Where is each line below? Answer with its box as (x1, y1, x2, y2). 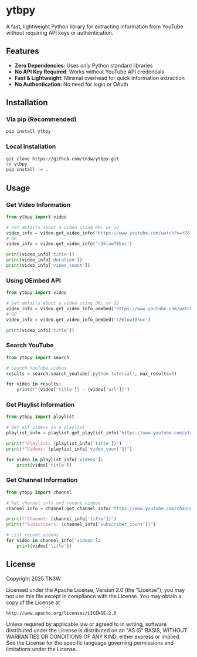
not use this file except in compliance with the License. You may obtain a (6, 592, 182, 599)
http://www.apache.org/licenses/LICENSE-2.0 (6, 610, 117, 616)
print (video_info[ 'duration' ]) (6, 257, 83, 263)
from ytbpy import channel (6, 489, 72, 495)
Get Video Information (6, 200, 71, 209)
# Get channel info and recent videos (6, 500, 101, 506)
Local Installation (6, 142, 56, 150)
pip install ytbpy (6, 129, 51, 135)
